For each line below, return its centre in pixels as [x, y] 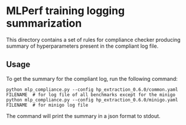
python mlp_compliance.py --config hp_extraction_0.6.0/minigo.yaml [92, 100]
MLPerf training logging [66, 11]
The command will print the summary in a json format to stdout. [83, 116]
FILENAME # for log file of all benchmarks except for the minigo [91, 95]
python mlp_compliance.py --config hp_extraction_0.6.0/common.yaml [92, 90]
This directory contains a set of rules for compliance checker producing [94, 40]
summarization [44, 23]
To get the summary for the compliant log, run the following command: [92, 78]
